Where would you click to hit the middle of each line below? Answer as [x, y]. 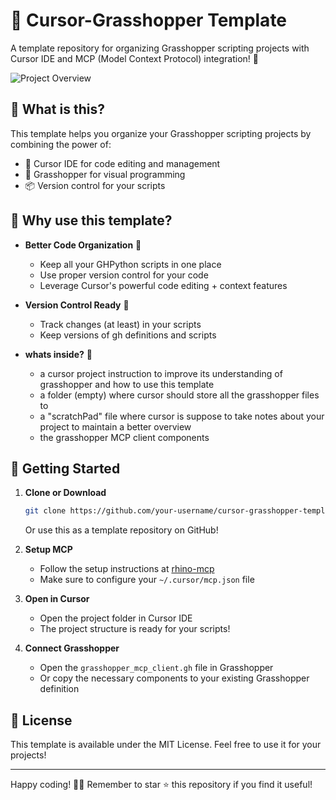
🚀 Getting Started [65, 468]
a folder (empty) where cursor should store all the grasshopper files [179, 395]
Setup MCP [48, 550]
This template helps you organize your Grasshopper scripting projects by [161, 133]
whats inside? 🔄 [58, 354]
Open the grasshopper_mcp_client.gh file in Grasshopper [156, 668]
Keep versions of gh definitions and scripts [128, 335]
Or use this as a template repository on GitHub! [121, 530]
